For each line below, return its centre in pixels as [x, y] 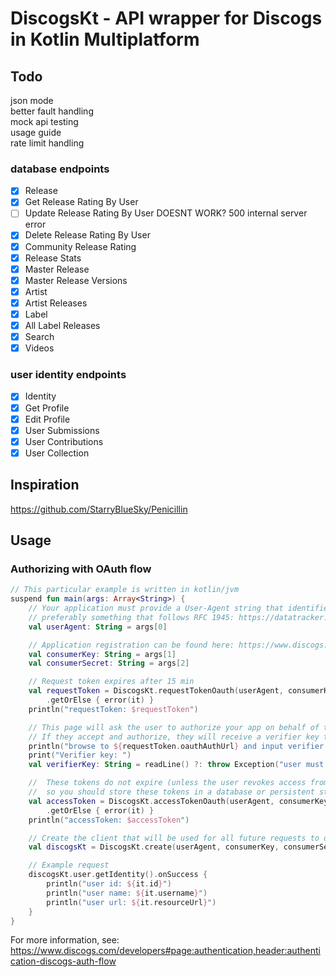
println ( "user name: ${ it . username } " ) [127, 893]
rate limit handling [47, 143]
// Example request [69, 865]
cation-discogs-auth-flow [63, 961]
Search [39, 337]
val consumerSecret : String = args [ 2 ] [109, 663]
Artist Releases [56, 303]
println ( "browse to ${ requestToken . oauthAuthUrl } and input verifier [176, 746]
